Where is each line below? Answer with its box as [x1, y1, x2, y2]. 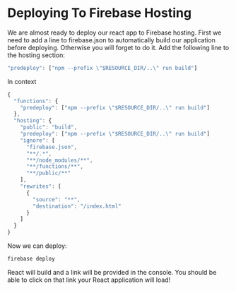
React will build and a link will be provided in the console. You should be [7, 268, 217, 276]
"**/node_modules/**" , [25, 157, 93, 164]
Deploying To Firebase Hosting [7, 5, 192, 21]
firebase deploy [7, 256, 55, 263]
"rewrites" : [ [20, 183, 61, 190]
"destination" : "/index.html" [33, 203, 122, 210]
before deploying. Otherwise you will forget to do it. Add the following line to [7, 43, 230, 52]
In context [7, 77, 37, 85]
